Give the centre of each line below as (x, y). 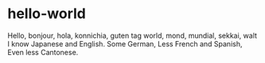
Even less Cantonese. (43, 52)
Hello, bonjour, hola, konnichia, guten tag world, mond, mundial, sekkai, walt (132, 35)
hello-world (47, 14)
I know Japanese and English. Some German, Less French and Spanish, (125, 43)
